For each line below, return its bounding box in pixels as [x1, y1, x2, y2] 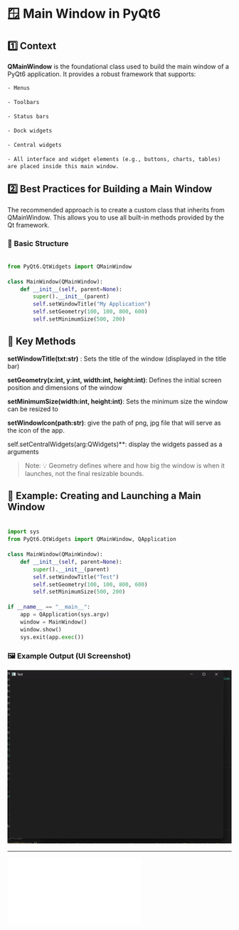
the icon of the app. [7, 425, 65, 435]
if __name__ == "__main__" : [7, 604, 91, 611]
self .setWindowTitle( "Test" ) [33, 573, 119, 581]
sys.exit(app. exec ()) [20, 634, 84, 641]
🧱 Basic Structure [7, 238, 69, 248]
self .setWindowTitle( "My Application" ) [33, 301, 152, 308]
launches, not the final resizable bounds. [24, 469, 144, 477]
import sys [7, 528, 40, 535]
